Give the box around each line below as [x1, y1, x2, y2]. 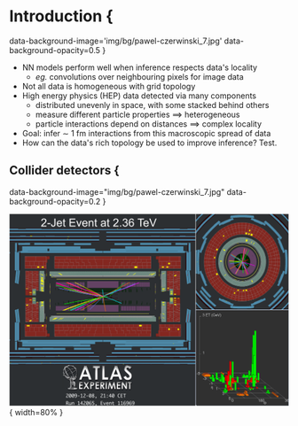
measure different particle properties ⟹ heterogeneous [35, 109, 241, 120]
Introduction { [9, 6, 114, 27]
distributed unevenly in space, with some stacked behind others [35, 99, 270, 110]
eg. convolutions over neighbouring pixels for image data [35, 71, 244, 81]
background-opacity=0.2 [9, 196, 101, 206]
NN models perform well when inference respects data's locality [21, 62, 258, 73]
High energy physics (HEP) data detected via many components [21, 90, 257, 101]
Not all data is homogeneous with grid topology [21, 81, 196, 91]
